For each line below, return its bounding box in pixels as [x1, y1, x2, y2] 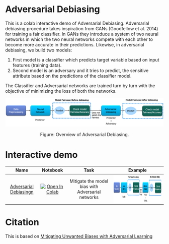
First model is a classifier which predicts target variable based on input [12, 56, 159, 63]
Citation [5, 217, 39, 228]
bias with [79, 183, 99, 190]
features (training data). [12, 62, 62, 68]
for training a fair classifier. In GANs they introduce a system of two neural [5, 31, 158, 37]
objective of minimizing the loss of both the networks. [5, 88, 117, 94]
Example [128, 167, 147, 173]
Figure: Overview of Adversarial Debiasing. [40, 132, 129, 137]
